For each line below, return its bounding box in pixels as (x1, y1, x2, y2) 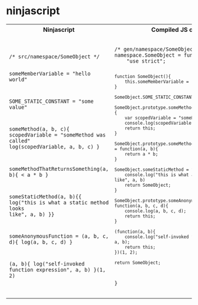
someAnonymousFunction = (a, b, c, (9, 232, 109, 239)
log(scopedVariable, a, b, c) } (9, 144, 100, 150)
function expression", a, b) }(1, (9, 266, 106, 273)
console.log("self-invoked (124, 233, 189, 240)
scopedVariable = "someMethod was (9, 132, 106, 138)
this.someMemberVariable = (124, 79, 189, 85)
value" (9, 104, 28, 111)
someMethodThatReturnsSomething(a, (9, 166, 109, 172)
